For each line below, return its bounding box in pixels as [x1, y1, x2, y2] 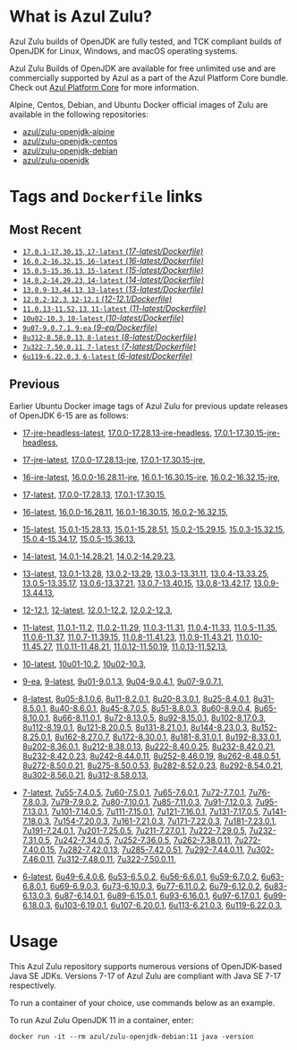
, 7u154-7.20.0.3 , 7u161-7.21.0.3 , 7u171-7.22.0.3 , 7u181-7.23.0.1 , [48, 815, 277, 827]
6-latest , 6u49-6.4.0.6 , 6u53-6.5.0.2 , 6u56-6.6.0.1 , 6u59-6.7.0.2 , [21, 871, 259, 881]
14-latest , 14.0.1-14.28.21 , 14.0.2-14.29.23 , [21, 550, 176, 562]
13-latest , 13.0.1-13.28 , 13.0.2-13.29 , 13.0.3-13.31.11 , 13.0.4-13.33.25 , [21, 568, 270, 579]
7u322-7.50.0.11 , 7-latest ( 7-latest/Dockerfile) [21, 341, 197, 352]
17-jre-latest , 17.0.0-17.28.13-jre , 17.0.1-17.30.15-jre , [21, 454, 206, 465]
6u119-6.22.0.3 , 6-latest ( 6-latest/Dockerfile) [21, 350, 193, 361]
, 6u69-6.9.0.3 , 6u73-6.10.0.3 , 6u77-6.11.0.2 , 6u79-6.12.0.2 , [45, 880, 262, 891]
